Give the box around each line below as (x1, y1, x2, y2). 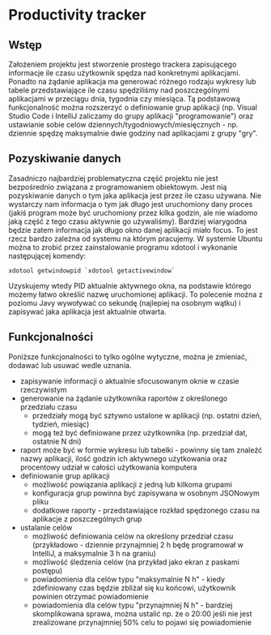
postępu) (32, 565, 63, 575)
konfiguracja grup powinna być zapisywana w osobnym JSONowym (32, 488, 260, 498)
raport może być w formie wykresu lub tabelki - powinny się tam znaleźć (19, 444, 263, 455)
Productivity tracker (8, 6, 146, 24)
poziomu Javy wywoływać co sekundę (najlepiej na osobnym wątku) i (8, 298, 241, 307)
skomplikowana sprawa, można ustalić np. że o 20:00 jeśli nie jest (32, 608, 252, 618)
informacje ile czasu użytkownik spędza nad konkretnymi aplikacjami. (8, 68, 241, 78)
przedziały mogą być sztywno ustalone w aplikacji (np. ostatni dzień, (32, 410, 262, 420)
